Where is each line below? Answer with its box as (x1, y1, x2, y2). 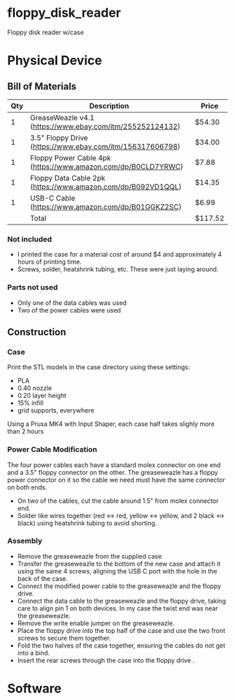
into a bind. (17, 648, 50, 657)
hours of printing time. (17, 257, 82, 266)
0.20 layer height (17, 392, 66, 400)
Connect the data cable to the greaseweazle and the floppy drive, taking (17, 597, 226, 605)
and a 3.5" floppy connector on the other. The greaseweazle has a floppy (7, 468, 218, 476)
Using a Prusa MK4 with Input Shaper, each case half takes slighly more (7, 420, 215, 428)
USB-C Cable (30, 193, 76, 203)
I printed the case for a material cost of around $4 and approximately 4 (17, 250, 222, 259)
